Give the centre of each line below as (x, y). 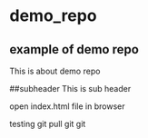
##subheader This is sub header (70, 89)
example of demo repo (74, 49)
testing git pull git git (48, 124)
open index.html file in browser (67, 106)
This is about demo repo (55, 71)
